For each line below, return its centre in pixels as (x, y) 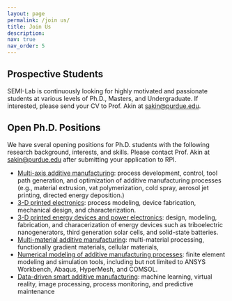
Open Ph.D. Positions (54, 128)
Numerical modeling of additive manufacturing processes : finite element (121, 254)
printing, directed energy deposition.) (71, 195)
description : (26, 33)
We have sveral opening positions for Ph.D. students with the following (109, 144)
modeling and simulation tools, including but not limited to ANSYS (111, 261)
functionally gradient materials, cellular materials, (88, 247)
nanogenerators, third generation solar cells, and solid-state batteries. (118, 232)
